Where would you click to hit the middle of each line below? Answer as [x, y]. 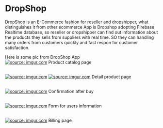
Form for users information [75, 106]
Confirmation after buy [71, 91]
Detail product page [111, 77]
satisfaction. [17, 48]
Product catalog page [70, 62]
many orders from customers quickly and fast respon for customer [72, 42]
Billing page [60, 120]
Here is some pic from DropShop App [42, 57]
